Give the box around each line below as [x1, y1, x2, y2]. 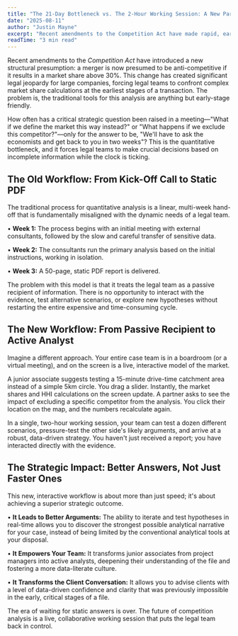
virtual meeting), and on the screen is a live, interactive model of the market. [7, 360, 230, 369]
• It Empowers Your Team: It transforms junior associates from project [7, 549, 214, 557]
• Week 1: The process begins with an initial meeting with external [7, 224, 200, 232]
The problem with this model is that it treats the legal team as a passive [7, 280, 215, 289]
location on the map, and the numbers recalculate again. [7, 404, 172, 413]
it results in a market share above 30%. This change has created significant [7, 72, 228, 80]
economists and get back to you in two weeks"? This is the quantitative [7, 137, 215, 146]
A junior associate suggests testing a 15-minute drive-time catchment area [7, 375, 225, 383]
